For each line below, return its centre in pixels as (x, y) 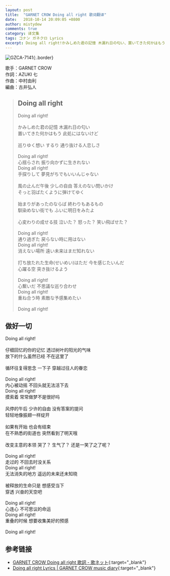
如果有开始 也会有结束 (28, 427)
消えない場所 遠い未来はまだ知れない (56, 251)
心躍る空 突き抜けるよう (43, 269)
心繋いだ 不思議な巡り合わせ (47, 286)
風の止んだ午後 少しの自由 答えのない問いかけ (66, 185)
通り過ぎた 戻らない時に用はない (52, 239)
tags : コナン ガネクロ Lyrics (34, 39)
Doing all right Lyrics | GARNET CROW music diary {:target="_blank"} (84, 568)
